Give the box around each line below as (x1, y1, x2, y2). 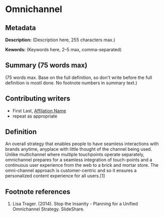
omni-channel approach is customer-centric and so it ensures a (5, 167, 137, 174)
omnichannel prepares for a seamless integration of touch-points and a (5, 157, 152, 163)
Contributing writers (5, 94, 71, 103)
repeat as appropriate (12, 113, 58, 119)
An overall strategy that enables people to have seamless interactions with (5, 141, 159, 147)
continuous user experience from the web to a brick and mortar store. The (5, 162, 159, 168)
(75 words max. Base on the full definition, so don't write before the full (5, 74, 152, 80)
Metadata (5, 24, 36, 32)
